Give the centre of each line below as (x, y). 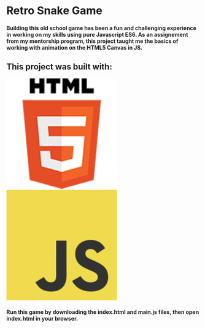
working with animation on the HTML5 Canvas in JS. (75, 47)
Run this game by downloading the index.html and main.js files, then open (103, 312)
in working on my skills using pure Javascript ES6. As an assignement (97, 34)
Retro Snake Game (54, 11)
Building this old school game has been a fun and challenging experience (101, 28)
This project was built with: (59, 67)
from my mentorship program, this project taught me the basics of (92, 41)
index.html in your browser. (42, 319)
